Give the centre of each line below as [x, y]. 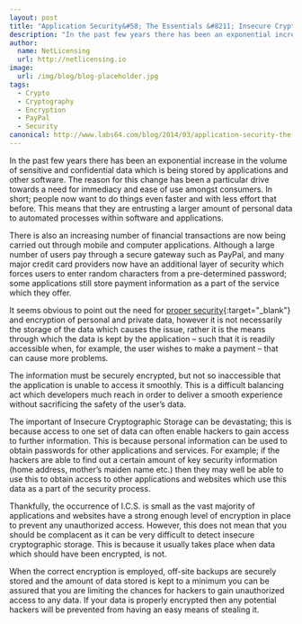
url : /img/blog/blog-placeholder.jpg [88, 77]
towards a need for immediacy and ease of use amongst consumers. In [141, 189]
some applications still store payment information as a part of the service [145, 283]
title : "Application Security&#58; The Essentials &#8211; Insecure [140, 26]
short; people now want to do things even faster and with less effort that [143, 198]
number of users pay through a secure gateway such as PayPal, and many [147, 254]
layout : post [34, 18]
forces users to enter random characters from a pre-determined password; [148, 273]
